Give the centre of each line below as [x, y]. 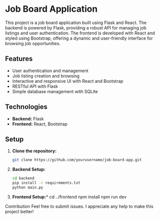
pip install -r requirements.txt [46, 183]
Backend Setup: [29, 170]
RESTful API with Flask [35, 86]
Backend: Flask [28, 119]
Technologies [26, 107]
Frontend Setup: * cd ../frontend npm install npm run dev [69, 196]
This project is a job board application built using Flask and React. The [76, 23]
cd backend [23, 178]
